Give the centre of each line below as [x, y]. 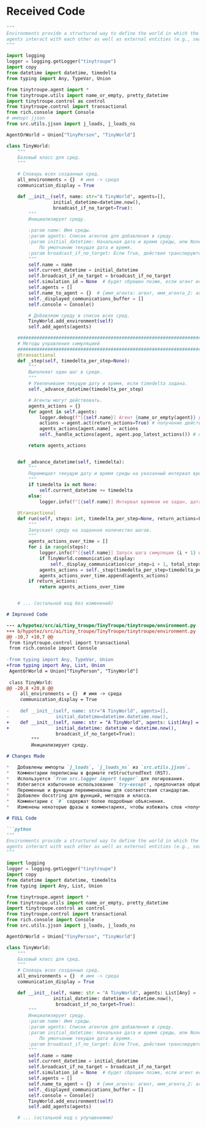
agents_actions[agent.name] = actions [89, 429]
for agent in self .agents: [63, 412]
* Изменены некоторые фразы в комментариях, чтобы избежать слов [94, 807]
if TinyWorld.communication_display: [87, 558]
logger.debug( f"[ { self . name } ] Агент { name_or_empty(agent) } [117, 417]
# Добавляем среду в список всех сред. [79, 316]
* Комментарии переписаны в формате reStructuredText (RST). [89, 773]
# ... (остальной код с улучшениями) [66, 1118]
